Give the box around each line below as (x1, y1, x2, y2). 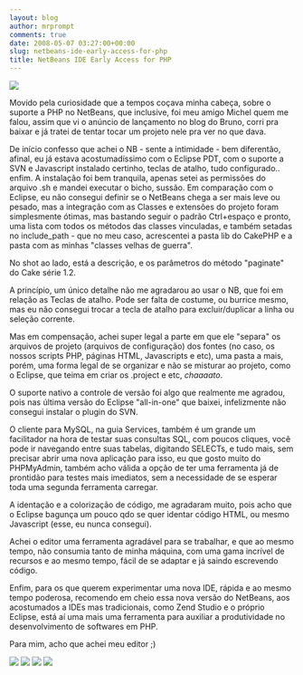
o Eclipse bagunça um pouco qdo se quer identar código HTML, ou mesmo (9, 509, 289, 519)
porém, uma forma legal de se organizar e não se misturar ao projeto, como (9, 360, 291, 371)
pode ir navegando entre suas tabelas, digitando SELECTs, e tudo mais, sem (9, 443, 294, 454)
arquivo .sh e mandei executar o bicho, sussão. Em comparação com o (9, 182, 274, 193)
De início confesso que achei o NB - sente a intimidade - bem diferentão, (9, 144, 281, 154)
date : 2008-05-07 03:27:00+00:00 (9, 38, 136, 48)
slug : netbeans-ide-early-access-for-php (9, 47, 168, 56)
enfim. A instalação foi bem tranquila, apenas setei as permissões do (9, 173, 267, 183)
